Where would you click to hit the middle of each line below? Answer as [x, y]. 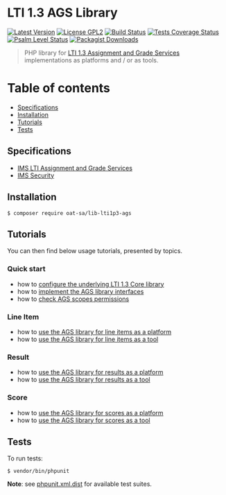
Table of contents [59, 88]
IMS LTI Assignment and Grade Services [75, 168]
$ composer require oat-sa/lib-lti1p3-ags [69, 213]
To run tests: [25, 458]
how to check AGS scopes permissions [73, 299]
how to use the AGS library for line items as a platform [94, 331]
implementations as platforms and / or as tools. [91, 60]
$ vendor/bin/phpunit [38, 471]
